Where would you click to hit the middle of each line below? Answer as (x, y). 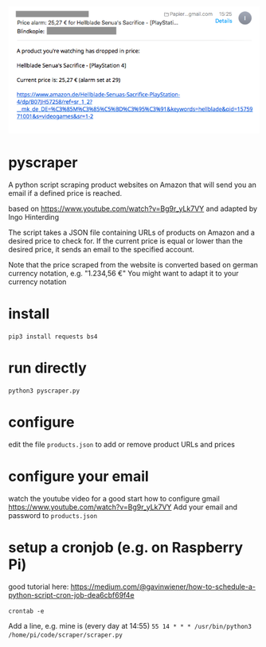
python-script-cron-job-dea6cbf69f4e (71, 594)
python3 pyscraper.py (44, 391)
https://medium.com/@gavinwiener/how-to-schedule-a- (163, 587)
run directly (48, 368)
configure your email (78, 477)
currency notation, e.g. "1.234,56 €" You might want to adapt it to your (123, 274)
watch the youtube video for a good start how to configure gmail (114, 498)
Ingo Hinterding (34, 217)
